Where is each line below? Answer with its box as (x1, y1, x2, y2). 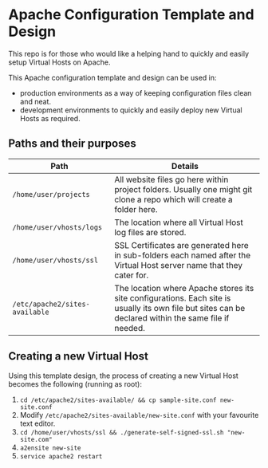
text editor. (19, 419, 56, 428)
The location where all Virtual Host (114, 217, 243, 228)
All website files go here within (114, 174, 229, 185)
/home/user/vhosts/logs (12, 222, 103, 232)
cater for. (114, 269, 149, 281)
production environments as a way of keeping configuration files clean (19, 88, 252, 97)
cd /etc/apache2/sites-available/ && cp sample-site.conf (19, 396, 217, 404)
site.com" (19, 435, 53, 443)
